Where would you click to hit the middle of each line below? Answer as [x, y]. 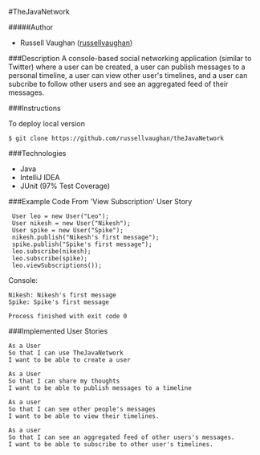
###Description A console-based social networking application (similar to [130, 58]
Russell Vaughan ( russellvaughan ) [76, 43]
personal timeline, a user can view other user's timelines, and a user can [128, 75]
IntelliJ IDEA [40, 177]
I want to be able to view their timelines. [84, 416]
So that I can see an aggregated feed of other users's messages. [122, 437]
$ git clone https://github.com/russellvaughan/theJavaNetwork [116, 138]
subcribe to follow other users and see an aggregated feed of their [118, 84]
